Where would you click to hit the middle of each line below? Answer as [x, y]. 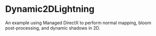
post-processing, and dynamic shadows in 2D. [53, 28]
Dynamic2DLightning [50, 9]
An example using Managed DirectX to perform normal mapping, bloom [78, 23]
